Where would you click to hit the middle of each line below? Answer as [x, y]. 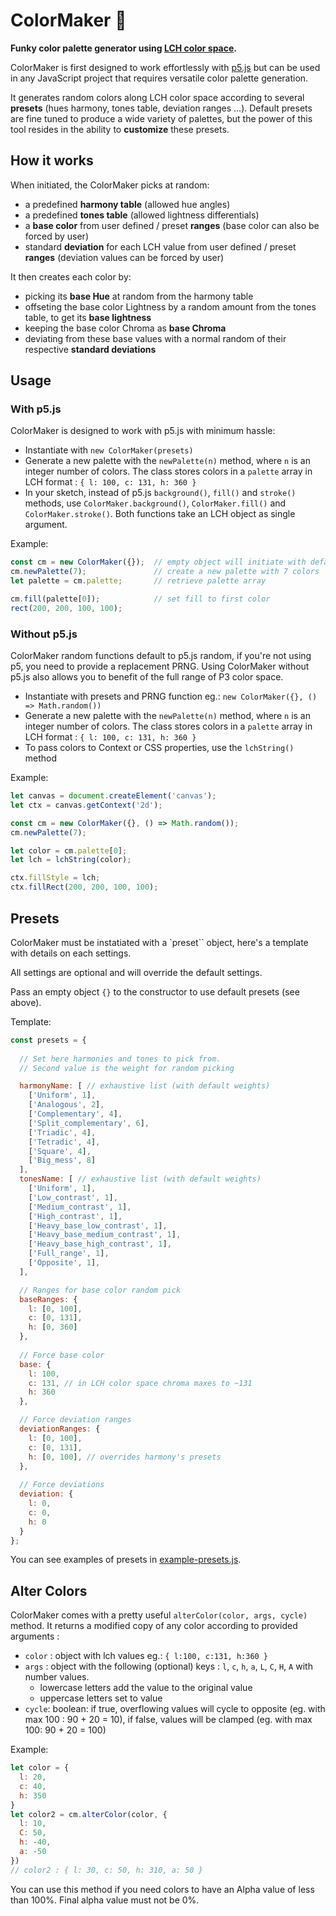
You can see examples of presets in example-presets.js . [126, 1560]
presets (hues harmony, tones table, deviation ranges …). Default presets [161, 108]
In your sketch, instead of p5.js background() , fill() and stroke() [160, 493]
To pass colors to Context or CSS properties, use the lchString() [159, 748]
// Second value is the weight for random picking [127, 1068]
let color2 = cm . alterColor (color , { [89, 1814]
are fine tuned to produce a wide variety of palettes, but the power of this [161, 118]
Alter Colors [49, 1590]
